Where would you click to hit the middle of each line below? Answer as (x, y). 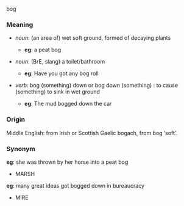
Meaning (20, 24)
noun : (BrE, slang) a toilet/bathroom (60, 62)
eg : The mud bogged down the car (68, 104)
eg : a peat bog (43, 50)
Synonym (21, 149)
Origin (16, 120)
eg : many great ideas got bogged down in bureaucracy (76, 185)
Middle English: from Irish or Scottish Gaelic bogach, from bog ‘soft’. (92, 133)
